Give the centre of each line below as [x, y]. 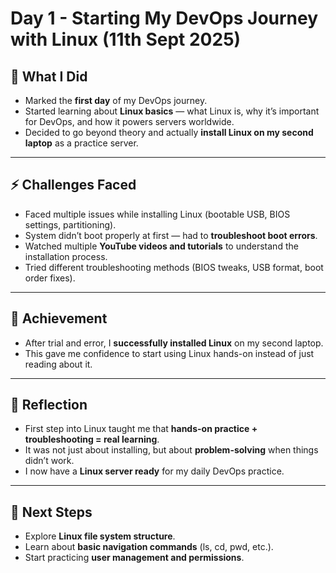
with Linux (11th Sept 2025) [126, 39]
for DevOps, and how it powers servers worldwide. [129, 121]
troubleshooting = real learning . [92, 439]
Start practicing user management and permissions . [134, 558]
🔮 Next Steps [51, 512]
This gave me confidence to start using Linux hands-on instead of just [169, 353]
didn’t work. [49, 461]
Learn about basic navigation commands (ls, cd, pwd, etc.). [149, 547]
